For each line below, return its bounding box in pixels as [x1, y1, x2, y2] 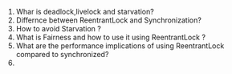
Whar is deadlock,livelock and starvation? [15, 7, 154, 16]
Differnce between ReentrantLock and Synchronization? [15, 15, 202, 25]
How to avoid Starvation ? [15, 24, 102, 33]
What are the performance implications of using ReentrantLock [15, 41, 225, 51]
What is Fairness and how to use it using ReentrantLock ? [15, 32, 206, 42]
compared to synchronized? [15, 50, 109, 59]
